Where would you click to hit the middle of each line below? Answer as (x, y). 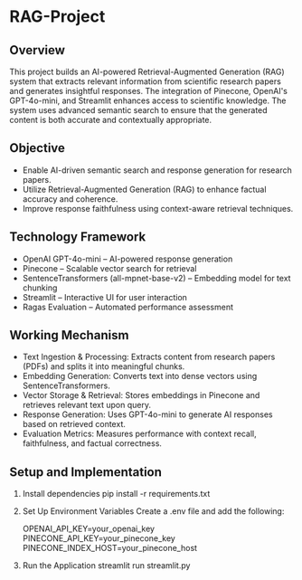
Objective (38, 148)
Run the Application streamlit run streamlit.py (106, 566)
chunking (40, 288)
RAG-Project (57, 17)
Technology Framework (78, 237)
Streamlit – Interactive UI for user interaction (105, 297)
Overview (38, 50)
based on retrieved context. (74, 424)
